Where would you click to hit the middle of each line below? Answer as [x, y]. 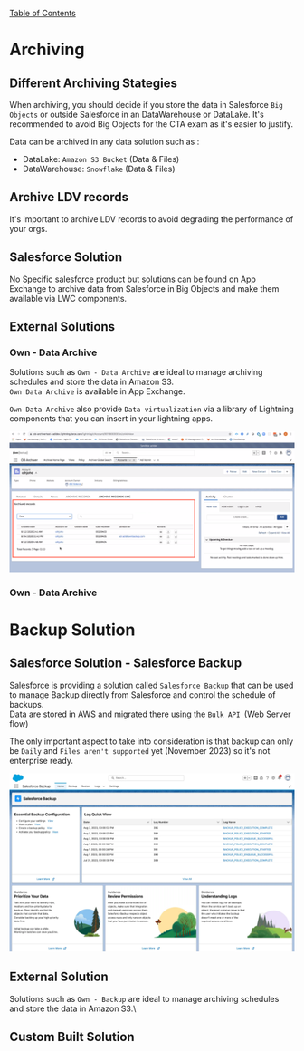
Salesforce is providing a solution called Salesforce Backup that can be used [152, 685]
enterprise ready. [42, 760]
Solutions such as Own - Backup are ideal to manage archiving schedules [144, 998]
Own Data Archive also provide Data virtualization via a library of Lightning [152, 409]
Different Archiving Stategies [94, 83]
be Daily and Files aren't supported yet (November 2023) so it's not [140, 750]
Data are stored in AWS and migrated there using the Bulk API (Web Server [150, 714]
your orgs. [28, 228]
